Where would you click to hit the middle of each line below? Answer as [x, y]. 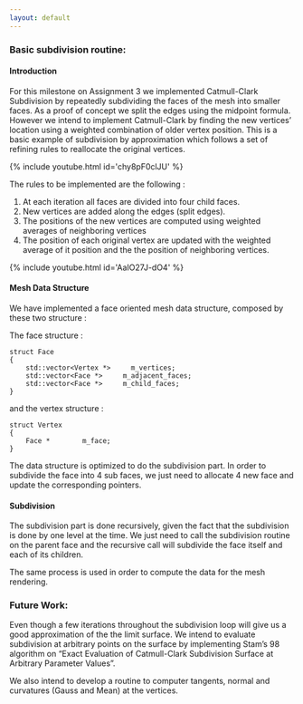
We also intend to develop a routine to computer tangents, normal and [140, 681]
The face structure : [46, 335]
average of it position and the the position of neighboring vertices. [146, 249]
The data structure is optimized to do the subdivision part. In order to [138, 465]
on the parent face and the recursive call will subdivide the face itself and [146, 545]
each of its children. [47, 555]
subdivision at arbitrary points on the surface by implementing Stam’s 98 [145, 644]
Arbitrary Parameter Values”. [62, 663]
